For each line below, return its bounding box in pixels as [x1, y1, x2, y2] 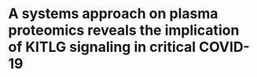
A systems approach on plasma [8, 5, 218, 23]
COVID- [199, 38, 250, 56]
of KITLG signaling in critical [8, 38, 196, 56]
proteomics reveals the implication [8, 21, 240, 39]
